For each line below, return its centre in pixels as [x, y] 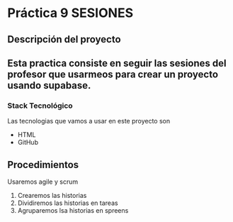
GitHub [28, 143]
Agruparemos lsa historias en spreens [73, 211]
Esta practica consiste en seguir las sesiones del [117, 63]
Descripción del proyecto [64, 39]
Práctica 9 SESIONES [70, 13]
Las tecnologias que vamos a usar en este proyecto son [89, 121]
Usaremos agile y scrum [43, 182]
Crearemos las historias [52, 196]
